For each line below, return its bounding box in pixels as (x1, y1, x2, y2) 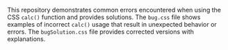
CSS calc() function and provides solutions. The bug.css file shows (7, 13, 201, 21)
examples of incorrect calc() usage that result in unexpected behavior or (7, 21, 217, 28)
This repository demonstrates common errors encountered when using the (7, 6, 221, 14)
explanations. (7, 35, 46, 43)
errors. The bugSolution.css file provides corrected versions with (7, 27, 195, 36)
